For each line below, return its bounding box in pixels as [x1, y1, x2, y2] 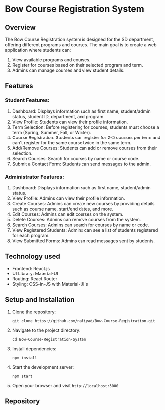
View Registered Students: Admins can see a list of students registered [12, 227, 158, 233]
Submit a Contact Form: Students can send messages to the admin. [12, 161, 151, 167]
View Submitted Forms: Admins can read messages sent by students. [12, 238, 155, 244]
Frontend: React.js [12, 265, 50, 271]
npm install [12, 355, 37, 360]
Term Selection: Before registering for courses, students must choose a [12, 124, 159, 130]
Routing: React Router [12, 275, 57, 282]
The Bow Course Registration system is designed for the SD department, [5, 36, 154, 42]
